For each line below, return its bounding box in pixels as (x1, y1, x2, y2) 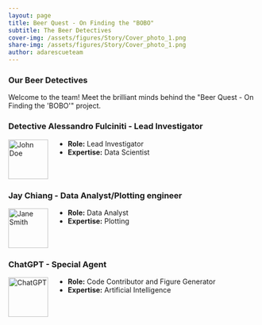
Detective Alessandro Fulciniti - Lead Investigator (8, 120, 203, 132)
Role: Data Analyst (67, 208, 129, 217)
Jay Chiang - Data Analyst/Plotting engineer (8, 189, 183, 201)
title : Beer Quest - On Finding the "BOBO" (8, 19, 155, 27)
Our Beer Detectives (8, 75, 88, 86)
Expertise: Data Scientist (67, 147, 150, 157)
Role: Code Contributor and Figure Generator (67, 277, 216, 286)
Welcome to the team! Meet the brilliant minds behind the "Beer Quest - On (8, 93, 254, 102)
